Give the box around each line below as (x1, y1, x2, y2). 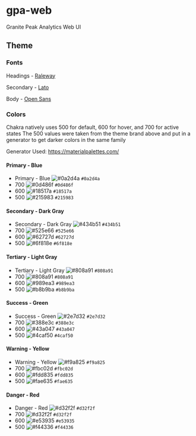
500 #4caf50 (14, 332, 74, 339)
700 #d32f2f (14, 411, 72, 418)
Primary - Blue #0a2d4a (14, 175, 100, 182)
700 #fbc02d (14, 364, 73, 372)
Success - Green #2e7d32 (14, 313, 106, 320)
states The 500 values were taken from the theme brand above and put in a (6, 129, 191, 137)
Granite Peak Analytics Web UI (6, 23, 81, 30)
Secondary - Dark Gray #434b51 (14, 221, 121, 228)
